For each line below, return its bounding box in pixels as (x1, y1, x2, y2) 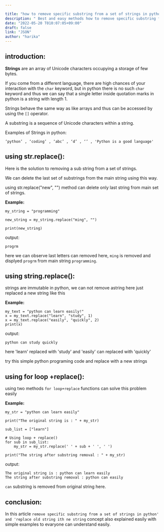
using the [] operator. (5, 110, 49, 116)
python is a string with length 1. (5, 96, 68, 102)
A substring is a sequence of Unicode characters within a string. (5, 120, 134, 126)
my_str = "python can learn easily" (5, 410, 80, 415)
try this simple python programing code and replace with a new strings (5, 358, 147, 364)
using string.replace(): (5, 272, 75, 280)
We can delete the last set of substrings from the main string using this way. (5, 175, 158, 181)
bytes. (5, 71, 18, 77)
